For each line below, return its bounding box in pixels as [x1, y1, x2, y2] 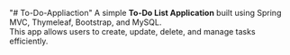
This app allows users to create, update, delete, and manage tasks [9, 27, 256, 36]
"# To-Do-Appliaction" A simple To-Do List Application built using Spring [9, 8, 282, 18]
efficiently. [9, 35, 49, 46]
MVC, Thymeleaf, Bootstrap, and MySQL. [9, 17, 162, 27]
